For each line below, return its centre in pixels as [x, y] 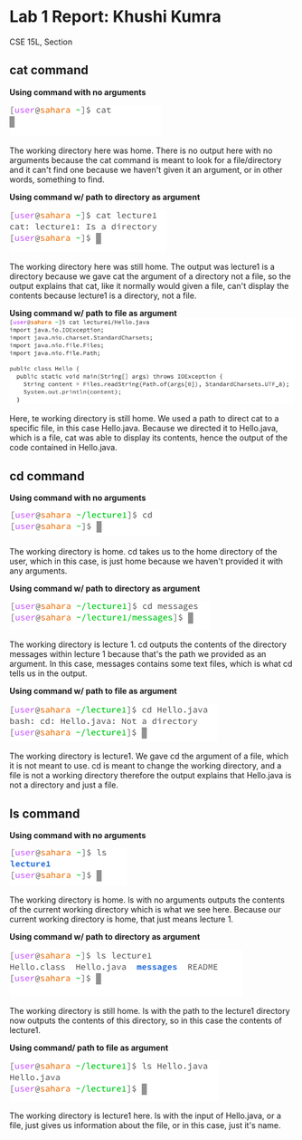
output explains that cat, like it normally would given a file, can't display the [149, 285]
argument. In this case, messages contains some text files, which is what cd [151, 664]
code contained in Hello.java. [63, 448]
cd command [47, 476]
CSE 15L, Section [41, 42]
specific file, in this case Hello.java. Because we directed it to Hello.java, [144, 429]
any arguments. [38, 571]
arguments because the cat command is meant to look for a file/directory [146, 159]
